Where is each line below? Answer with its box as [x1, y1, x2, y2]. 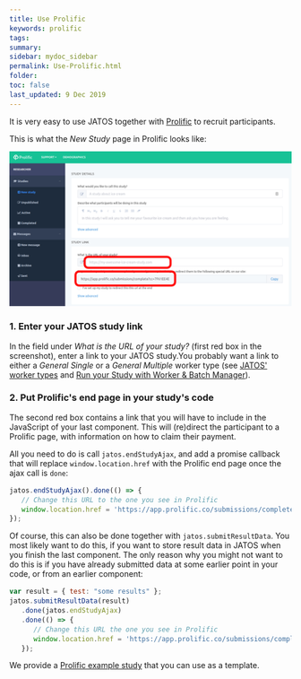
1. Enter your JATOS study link [9, 320, 143, 333]
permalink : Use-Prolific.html [9, 62, 123, 71]
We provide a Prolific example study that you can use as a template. [9, 660, 260, 671]
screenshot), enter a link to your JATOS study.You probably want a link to [9, 350, 279, 361]
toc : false [9, 81, 50, 90]
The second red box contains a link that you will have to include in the [9, 412, 267, 422]
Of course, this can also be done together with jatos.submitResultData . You [9, 530, 290, 542]
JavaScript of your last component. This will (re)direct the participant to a [9, 422, 280, 432]
